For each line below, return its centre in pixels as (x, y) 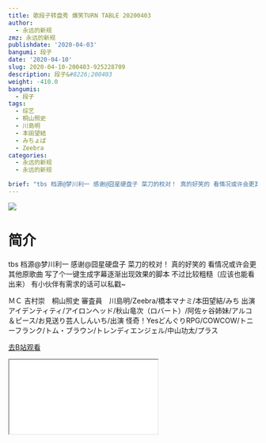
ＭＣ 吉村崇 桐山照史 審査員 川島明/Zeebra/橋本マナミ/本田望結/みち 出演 (132, 301)
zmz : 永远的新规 (32, 38)
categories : (28, 155)
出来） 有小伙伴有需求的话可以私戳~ (67, 284)
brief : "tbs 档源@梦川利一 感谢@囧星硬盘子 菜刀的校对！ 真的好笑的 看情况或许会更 (131, 184)
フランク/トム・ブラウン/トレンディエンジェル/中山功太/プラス (117, 330)
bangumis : (25, 89)
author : (21, 23)
